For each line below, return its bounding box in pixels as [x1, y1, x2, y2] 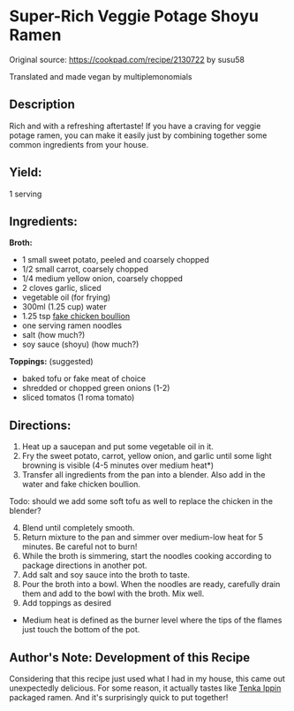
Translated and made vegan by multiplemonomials [9, 71, 192, 81]
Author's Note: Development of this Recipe [9, 650, 251, 665]
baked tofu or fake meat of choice [21, 373, 147, 384]
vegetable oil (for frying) [21, 292, 111, 302]
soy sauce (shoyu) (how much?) [21, 339, 139, 350]
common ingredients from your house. [9, 139, 148, 149]
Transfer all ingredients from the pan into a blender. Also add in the [21, 470, 266, 480]
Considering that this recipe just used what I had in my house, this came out [9, 674, 285, 684]
